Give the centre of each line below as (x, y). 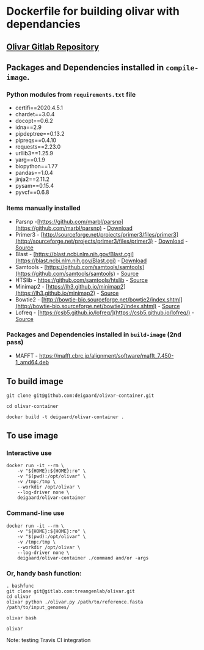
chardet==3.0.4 (35, 114)
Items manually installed (43, 208)
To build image (35, 381)
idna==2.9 (28, 127)
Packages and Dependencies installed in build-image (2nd (94, 334)
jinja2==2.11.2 (32, 179)
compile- (182, 68)
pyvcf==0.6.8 (32, 192)
